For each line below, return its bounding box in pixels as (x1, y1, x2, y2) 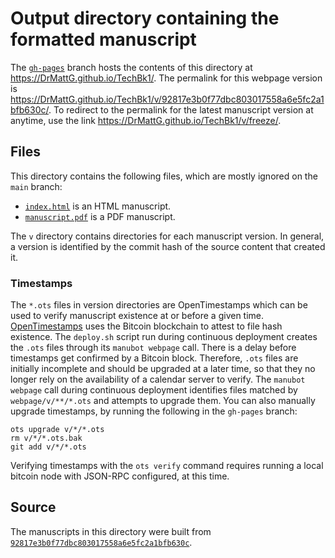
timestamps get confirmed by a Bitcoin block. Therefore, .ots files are (10, 352, 299, 364)
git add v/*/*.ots (10, 442, 87, 452)
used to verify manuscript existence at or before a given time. (10, 310, 265, 322)
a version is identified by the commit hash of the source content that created (10, 240, 326, 252)
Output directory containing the (10, 7, 280, 30)
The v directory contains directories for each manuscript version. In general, (10, 230, 325, 242)
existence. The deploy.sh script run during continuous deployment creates (10, 331, 318, 343)
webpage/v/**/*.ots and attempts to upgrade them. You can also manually (10, 395, 316, 407)
